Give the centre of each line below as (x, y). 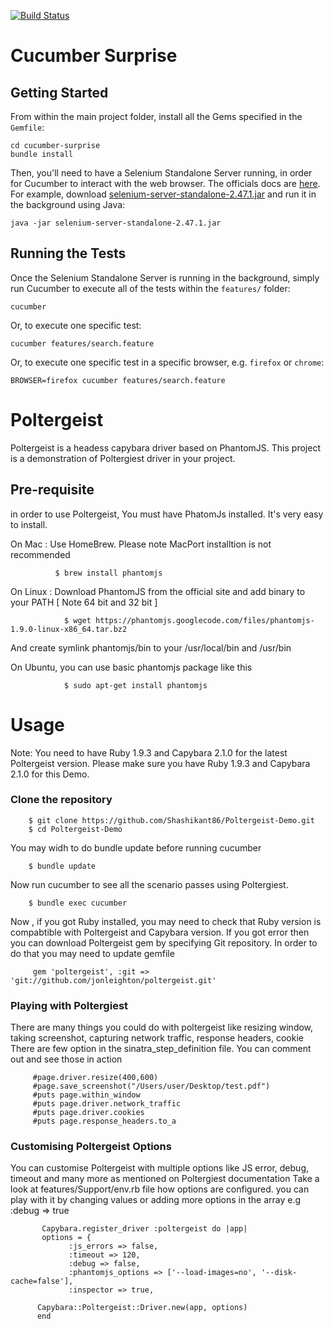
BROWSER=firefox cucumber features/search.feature (118, 380)
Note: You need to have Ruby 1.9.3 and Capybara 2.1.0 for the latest (149, 752)
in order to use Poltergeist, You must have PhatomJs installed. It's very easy (167, 514)
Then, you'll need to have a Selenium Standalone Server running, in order (161, 173)
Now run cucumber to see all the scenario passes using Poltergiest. (149, 884)
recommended (40, 554)
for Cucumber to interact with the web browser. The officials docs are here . (165, 183)
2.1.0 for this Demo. (50, 774)
